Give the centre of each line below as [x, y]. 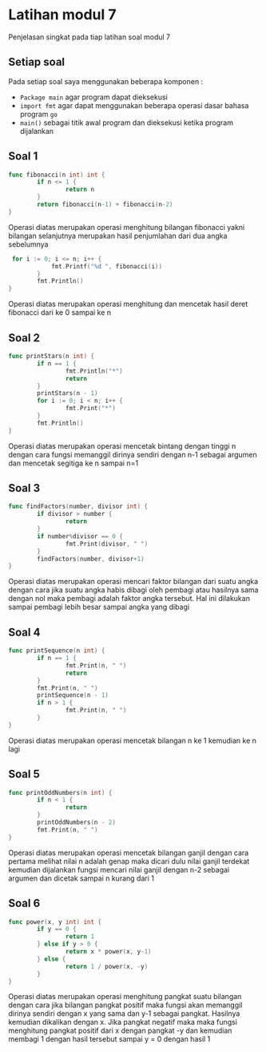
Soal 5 [24, 774]
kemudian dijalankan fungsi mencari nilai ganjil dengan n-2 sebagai [119, 869]
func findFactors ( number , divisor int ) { [78, 506]
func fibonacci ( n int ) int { [57, 175]
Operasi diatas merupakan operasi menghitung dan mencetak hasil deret [128, 304]
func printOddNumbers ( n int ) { [60, 792]
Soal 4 [24, 632]
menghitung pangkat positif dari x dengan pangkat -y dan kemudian [120, 1030]
